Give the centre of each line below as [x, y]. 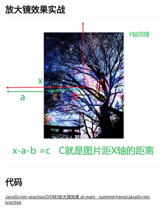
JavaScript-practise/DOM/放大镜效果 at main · [51, 197]
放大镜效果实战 [35, 10]
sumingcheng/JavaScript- [125, 197]
